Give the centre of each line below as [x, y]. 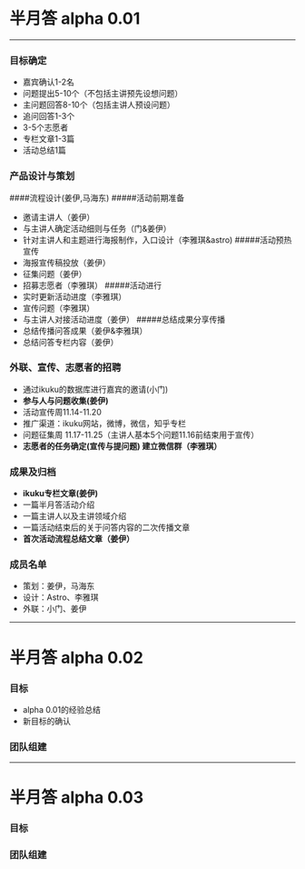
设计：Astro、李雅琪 [60, 597]
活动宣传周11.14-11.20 [62, 412]
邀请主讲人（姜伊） [59, 217]
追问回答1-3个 [49, 116]
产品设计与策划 [42, 176]
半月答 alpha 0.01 [75, 19]
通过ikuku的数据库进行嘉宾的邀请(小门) [95, 389]
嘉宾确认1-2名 [48, 82]
